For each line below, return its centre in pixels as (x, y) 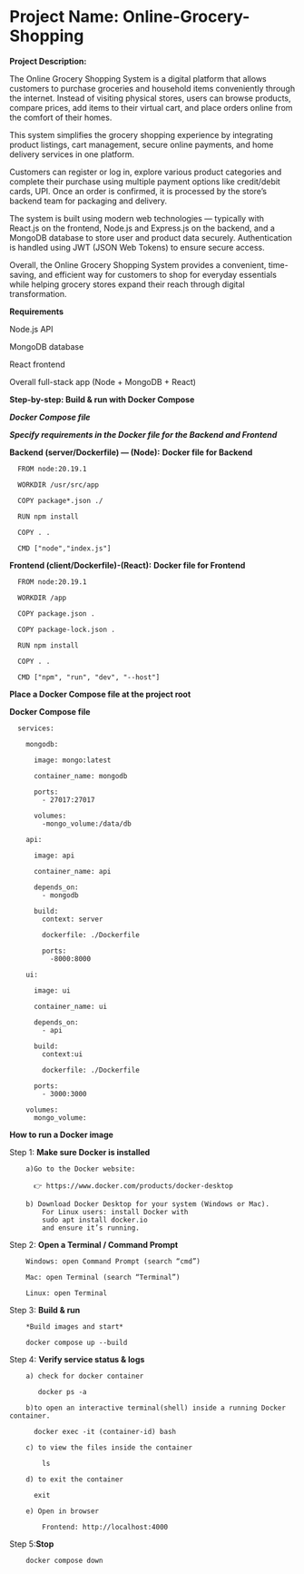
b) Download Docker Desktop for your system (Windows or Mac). (148, 1204)
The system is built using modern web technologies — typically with (137, 218)
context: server (73, 919)
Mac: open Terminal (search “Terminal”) (103, 1277)
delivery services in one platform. (72, 154)
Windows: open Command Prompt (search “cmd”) (113, 1261)
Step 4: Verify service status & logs (77, 1359)
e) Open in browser (63, 1511)
